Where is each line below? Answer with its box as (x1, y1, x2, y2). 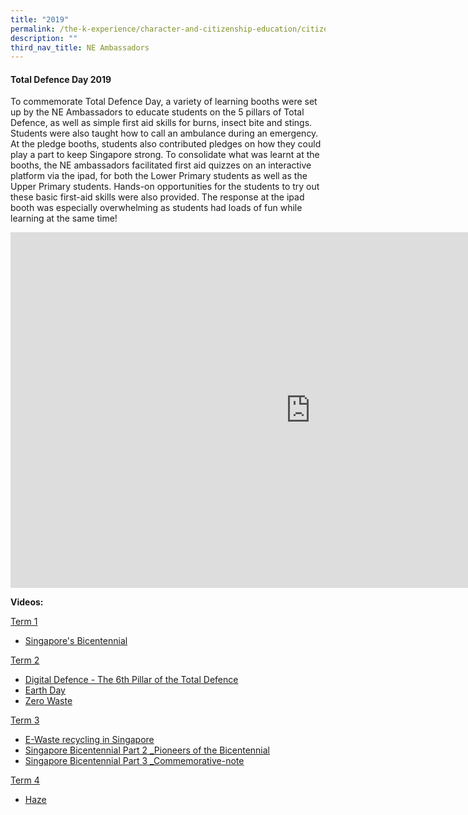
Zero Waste (24, 695, 73, 707)
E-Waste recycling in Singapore (24, 734, 155, 746)
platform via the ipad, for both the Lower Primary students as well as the (10, 170, 308, 182)
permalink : (10, 24, 56, 34)
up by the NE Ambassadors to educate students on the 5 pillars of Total (10, 106, 305, 118)
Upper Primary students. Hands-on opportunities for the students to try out (10, 181, 320, 193)
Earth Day (24, 684, 66, 696)
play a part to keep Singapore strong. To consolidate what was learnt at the (10, 149, 320, 161)
